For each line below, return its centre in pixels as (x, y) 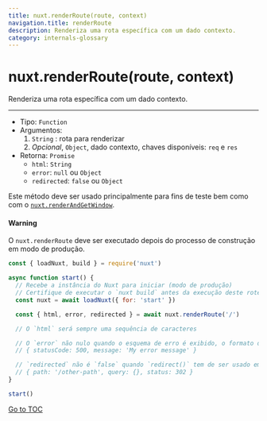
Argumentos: (41, 130)
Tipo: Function (43, 122)
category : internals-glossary (58, 38)
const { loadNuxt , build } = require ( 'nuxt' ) (85, 264)
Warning (23, 222)
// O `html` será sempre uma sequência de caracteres (106, 329)
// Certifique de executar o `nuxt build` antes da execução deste (130, 293)
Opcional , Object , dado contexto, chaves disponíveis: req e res (135, 147)
